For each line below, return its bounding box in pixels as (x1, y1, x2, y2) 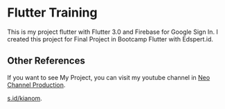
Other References (7, 55, 85, 67)
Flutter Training (7, 5, 98, 21)
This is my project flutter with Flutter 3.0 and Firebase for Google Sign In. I (7, 28, 218, 36)
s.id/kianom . (7, 94, 43, 102)
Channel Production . (7, 81, 66, 89)
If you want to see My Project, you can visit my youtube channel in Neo (7, 73, 210, 81)
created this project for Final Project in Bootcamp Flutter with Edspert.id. (7, 34, 213, 43)
